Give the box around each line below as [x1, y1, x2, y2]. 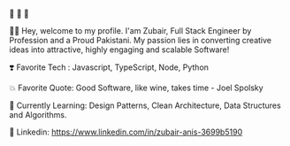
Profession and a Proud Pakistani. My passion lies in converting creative [9, 35, 272, 45]
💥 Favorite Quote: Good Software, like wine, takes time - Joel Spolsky [9, 82, 263, 93]
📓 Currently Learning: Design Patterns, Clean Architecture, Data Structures [9, 100, 281, 111]
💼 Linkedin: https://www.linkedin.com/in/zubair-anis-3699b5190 [9, 127, 243, 137]
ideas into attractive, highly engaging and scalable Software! [9, 44, 230, 55]
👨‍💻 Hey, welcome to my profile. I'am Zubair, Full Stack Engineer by [9, 26, 252, 35]
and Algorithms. [9, 110, 68, 119]
